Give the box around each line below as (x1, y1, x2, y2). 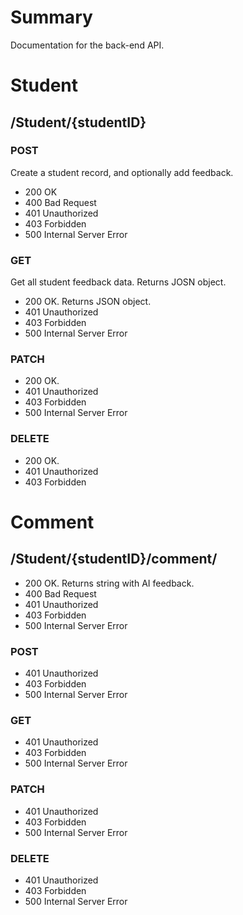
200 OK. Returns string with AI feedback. (24, 577, 195, 589)
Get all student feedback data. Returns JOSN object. (10, 276, 227, 288)
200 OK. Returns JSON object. (24, 296, 152, 308)
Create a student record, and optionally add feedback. (10, 166, 234, 178)
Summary (10, 6, 93, 29)
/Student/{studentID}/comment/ (10, 551, 218, 568)
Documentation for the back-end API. (10, 39, 165, 51)
